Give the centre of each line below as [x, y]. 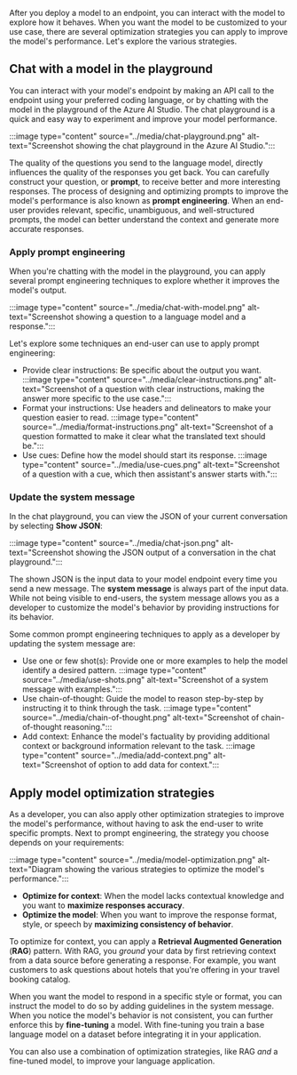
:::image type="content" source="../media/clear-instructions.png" [142, 380]
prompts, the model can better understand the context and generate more [144, 219]
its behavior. [31, 617]
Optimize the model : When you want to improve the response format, [149, 915]
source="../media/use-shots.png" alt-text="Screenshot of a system [145, 680]
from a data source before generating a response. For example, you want [143, 960]
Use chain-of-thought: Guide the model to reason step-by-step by [143, 699]
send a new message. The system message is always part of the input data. [149, 589]
